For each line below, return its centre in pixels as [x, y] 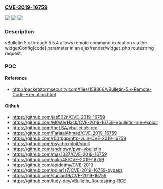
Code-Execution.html [34, 94]
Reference [16, 78]
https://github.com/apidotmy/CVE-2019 [53, 165]
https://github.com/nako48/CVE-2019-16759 [58, 159]
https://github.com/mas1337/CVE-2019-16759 [60, 154]
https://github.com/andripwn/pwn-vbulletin [57, 149]
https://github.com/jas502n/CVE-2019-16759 [59, 117]
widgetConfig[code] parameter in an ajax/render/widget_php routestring [80, 48]
